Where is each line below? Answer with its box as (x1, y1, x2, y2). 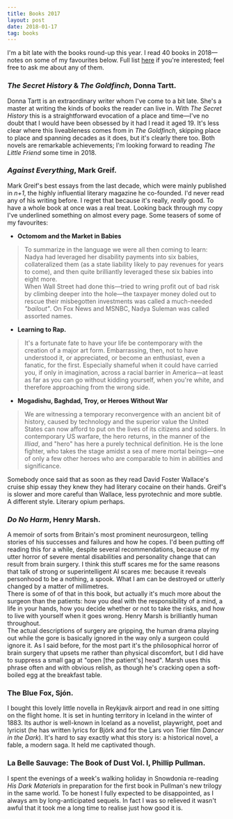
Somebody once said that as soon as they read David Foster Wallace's (7, 475, 209, 483)
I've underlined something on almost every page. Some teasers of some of (7, 211, 221, 219)
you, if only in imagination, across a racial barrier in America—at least (24, 368, 224, 376)
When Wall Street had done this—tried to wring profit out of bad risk (24, 282, 220, 291)
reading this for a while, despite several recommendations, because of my (7, 545, 220, 553)
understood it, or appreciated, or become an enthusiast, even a (24, 353, 205, 362)
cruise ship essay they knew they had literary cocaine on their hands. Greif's (7, 483, 227, 491)
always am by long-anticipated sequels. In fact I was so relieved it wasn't (7, 796, 217, 804)
